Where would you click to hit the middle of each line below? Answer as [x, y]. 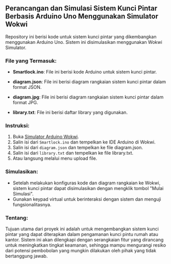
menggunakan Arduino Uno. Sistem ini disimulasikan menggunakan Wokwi [84, 42]
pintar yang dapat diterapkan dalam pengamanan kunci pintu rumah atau [82, 234]
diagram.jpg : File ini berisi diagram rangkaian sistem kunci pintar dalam [88, 97]
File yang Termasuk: [31, 61]
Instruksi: [17, 126]
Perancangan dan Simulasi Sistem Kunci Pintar [81, 8]
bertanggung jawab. [27, 256]
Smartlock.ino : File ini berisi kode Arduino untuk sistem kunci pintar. [85, 72]
